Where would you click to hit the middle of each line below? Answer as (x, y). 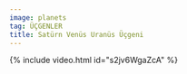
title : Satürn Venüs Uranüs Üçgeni (77, 34)
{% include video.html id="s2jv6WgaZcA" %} (94, 60)
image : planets (38, 18)
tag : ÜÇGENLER (36, 26)
